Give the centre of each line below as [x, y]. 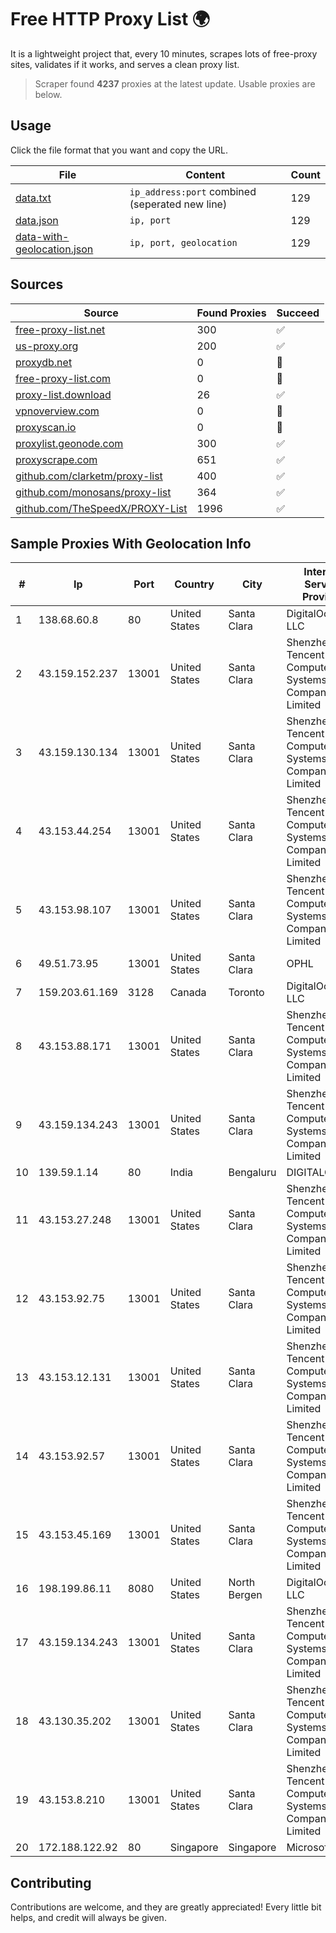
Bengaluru [252, 1173]
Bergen [245, 1595]
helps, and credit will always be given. [88, 1918]
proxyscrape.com [56, 459]
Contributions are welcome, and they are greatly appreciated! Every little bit [166, 1907]
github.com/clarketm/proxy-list [89, 476]
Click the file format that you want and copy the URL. [119, 150]
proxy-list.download [63, 394]
